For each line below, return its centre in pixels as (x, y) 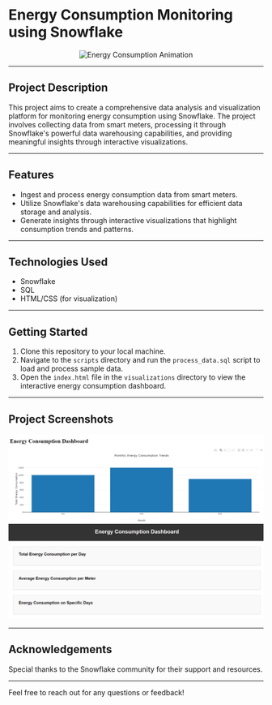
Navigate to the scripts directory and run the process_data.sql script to (140, 360)
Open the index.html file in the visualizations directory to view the (133, 377)
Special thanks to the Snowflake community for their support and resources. (136, 669)
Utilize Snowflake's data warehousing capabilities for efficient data (131, 203)
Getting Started (48, 331)
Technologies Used (58, 262)
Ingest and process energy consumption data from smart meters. (129, 194)
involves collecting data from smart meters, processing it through (117, 124)
